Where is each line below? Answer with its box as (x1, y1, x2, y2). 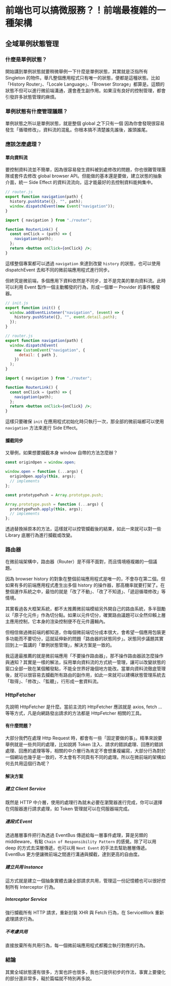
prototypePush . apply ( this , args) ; (10, 507, 83, 512)
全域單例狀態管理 (5, 39, 59, 48)
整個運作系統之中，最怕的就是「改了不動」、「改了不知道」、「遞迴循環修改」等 (5, 589, 166, 595)
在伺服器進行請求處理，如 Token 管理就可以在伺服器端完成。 (5, 806, 132, 812)
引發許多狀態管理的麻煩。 (5, 94, 59, 100)
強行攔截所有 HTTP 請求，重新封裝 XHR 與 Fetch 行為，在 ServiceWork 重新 (5, 910, 164, 916)
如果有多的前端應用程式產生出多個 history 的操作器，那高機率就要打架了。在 (5, 582, 165, 589)
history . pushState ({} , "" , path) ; (10, 199, 83, 204)
